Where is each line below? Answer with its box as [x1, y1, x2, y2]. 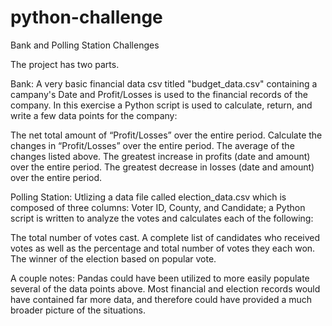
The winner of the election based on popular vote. [10, 252, 217, 265]
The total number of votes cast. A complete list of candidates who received [10, 231, 321, 243]
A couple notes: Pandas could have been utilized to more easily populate [10, 272, 310, 284]
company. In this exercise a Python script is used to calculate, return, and [10, 99, 313, 111]
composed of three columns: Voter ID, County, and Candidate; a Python [10, 201, 306, 213]
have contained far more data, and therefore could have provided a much [10, 293, 313, 305]
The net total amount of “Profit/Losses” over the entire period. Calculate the [10, 129, 323, 141]
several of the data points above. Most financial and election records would [10, 282, 321, 295]
